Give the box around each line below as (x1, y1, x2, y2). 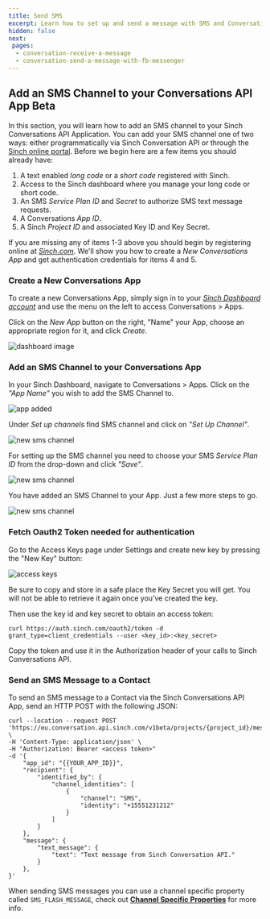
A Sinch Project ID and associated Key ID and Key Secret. (19, 222, 211, 231)
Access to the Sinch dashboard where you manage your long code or (19, 179, 251, 189)
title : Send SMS (8, 11, 63, 20)
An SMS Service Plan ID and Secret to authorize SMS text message (19, 196, 243, 206)
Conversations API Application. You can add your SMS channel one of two (8, 129, 255, 139)
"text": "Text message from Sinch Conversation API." (51, 850, 235, 859)
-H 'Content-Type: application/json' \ (8, 738, 142, 746)
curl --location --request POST (8, 717, 117, 725)
